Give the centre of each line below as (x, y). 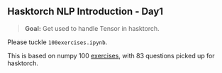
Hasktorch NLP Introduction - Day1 (85, 12)
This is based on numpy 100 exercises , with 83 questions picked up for (111, 55)
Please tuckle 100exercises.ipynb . (57, 42)
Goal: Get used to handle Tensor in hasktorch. (92, 28)
